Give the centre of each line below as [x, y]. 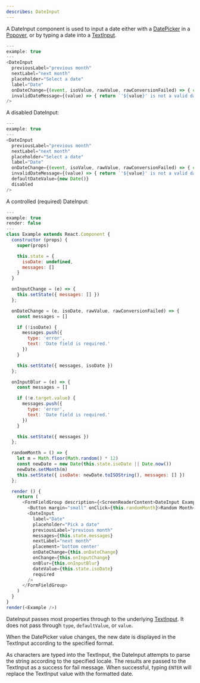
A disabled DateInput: [33, 113]
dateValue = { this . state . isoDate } [73, 569]
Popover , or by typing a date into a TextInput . [62, 35]
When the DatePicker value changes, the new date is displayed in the [91, 637]
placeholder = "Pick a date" [66, 525]
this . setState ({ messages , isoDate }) [65, 366]
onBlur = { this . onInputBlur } [66, 563]
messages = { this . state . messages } [73, 536]
